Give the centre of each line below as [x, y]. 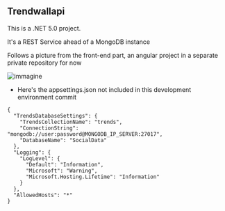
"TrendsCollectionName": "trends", [71, 122]
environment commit [47, 97]
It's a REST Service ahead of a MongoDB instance [79, 42]
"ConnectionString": [49, 128]
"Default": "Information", [65, 164]
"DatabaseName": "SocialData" [64, 140]
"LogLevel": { [40, 158]
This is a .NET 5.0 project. [44, 28]
